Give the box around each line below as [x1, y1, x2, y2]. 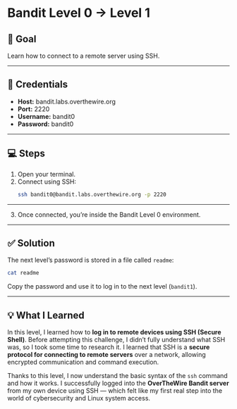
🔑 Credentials [7, 79, 68, 91]
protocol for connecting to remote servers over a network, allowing [7, 351, 206, 358]
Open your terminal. [17, 170, 76, 178]
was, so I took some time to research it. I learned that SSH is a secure [7, 343, 210, 351]
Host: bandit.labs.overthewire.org [17, 97, 116, 106]
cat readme [7, 270, 39, 277]
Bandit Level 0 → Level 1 [7, 5, 150, 21]
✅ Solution [7, 237, 55, 249]
